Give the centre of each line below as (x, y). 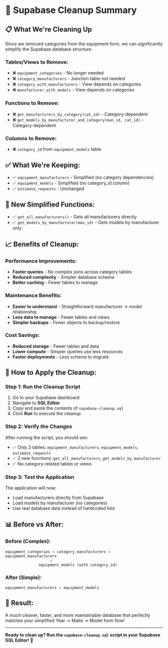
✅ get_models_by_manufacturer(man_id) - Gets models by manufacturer (86, 222)
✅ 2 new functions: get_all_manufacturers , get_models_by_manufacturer (86, 458)
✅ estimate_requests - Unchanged (48, 188)
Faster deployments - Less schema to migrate (60, 357)
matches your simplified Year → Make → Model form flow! (65, 620)
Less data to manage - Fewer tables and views (61, 317)
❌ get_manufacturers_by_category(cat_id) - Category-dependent (80, 114)
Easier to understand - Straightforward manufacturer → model (77, 306)
